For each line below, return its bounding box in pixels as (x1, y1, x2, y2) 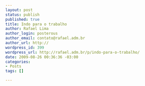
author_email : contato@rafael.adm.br (5, 36, 85, 41)
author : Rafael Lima (5, 26, 49, 31)
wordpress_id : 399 (5, 45, 44, 50)
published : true (5, 17, 40, 22)
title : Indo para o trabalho (5, 21, 67, 27)
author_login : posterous (5, 31, 58, 36)
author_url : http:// (5, 40, 49, 46)
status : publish (5, 12, 40, 17)
